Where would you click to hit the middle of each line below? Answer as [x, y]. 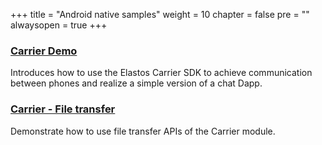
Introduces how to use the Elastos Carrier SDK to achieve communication [161, 73]
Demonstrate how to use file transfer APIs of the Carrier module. [143, 131]
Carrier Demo [44, 51]
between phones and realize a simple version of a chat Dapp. [136, 83]
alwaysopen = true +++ [59, 25]
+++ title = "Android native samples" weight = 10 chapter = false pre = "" [160, 14]
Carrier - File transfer [63, 109]
